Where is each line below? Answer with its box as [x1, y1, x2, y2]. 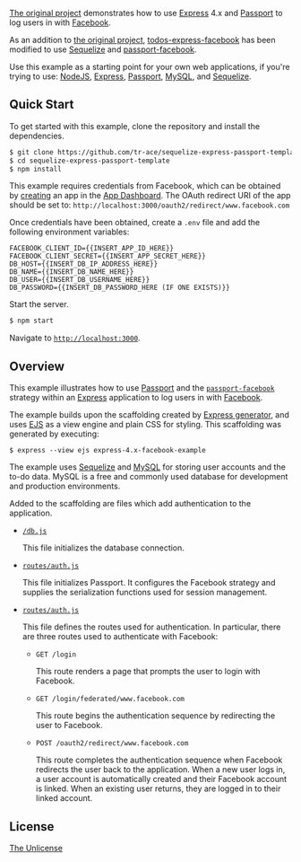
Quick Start [9, 97, 74, 112]
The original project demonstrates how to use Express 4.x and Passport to [9, 8, 283, 18]
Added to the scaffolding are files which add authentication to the [9, 498, 252, 509]
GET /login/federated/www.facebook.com [35, 695, 185, 704]
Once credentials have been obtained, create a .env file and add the [9, 217, 261, 228]
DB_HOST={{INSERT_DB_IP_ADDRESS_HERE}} [9, 259, 159, 268]
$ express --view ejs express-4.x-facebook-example [9, 446, 206, 455]
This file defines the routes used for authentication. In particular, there [21, 621, 281, 632]
